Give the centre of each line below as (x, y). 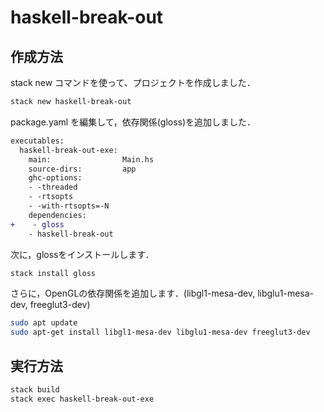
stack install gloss (53, 273)
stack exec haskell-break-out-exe (82, 399)
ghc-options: (55, 178)
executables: (37, 141)
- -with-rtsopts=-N (69, 206)
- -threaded (53, 187)
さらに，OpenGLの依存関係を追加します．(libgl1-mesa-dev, (133, 293)
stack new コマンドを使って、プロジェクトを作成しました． (133, 82)
